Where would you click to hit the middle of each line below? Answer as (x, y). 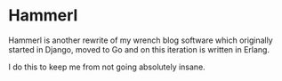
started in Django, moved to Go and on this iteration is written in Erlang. (139, 49)
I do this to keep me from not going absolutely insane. (107, 67)
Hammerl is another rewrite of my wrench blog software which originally (141, 40)
